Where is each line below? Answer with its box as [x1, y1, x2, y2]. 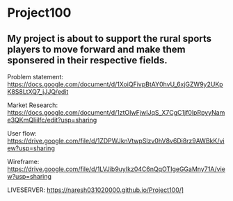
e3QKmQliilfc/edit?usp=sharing [7, 116, 97, 124]
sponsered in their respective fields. [7, 54, 168, 66]
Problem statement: [7, 73, 64, 81]
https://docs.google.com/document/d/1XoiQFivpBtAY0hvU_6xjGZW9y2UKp [7, 80, 224, 88]
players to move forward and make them [7, 43, 186, 55]
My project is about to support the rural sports [7, 33, 212, 45]
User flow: [7, 129, 37, 137]
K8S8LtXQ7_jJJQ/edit [7, 88, 69, 95]
